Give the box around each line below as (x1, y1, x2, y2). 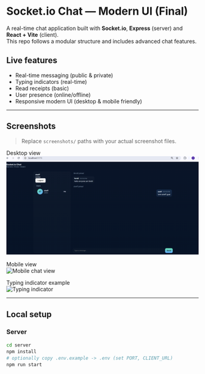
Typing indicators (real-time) (15, 78, 87, 85)
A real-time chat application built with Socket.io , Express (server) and (6, 24, 183, 32)
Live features (6, 55, 58, 65)
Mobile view (6, 261, 37, 268)
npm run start (6, 361, 43, 368)
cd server (6, 342, 32, 348)
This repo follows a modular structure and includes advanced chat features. (6, 37, 197, 45)
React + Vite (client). (6, 31, 59, 38)
